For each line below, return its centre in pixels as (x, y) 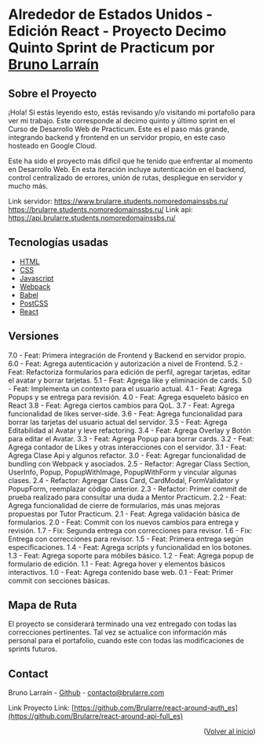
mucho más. (28, 186)
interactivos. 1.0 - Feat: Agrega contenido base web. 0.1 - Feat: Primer (121, 572)
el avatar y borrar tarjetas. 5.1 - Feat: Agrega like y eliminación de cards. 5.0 (130, 380)
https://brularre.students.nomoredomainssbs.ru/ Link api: (100, 209)
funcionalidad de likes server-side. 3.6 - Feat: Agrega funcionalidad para (126, 413)
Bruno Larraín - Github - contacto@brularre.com (86, 693)
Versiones (34, 337)
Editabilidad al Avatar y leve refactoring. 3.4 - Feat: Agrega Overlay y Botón (130, 430)
